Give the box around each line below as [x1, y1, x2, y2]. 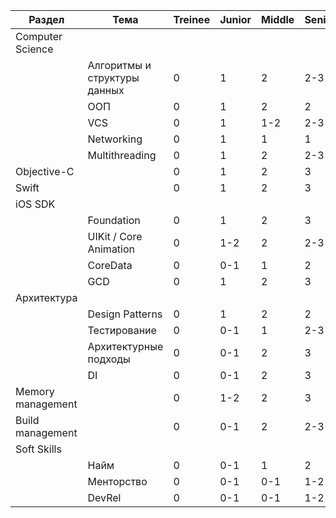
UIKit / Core [87, 230, 143, 243]
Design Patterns [87, 307, 163, 321]
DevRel [87, 491, 122, 504]
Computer [15, 30, 63, 43]
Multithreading [87, 149, 157, 162]
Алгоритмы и [87, 59, 152, 72]
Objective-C [15, 165, 75, 178]
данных [87, 84, 125, 97]
